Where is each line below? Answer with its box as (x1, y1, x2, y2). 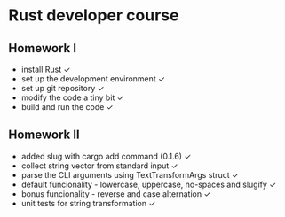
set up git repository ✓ (20, 83, 105, 93)
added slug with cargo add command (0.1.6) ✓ (20, 151, 192, 161)
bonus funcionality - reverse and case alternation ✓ (20, 188, 211, 199)
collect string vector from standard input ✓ (20, 160, 178, 171)
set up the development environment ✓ (20, 74, 166, 84)
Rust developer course (8, 5, 179, 26)
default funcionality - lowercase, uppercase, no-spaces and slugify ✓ (20, 179, 277, 190)
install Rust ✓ (20, 64, 71, 74)
